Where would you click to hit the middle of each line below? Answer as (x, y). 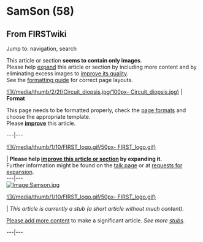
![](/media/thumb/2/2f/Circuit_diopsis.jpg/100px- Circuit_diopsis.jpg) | (94, 92)
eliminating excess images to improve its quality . (67, 74)
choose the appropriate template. (48, 117)
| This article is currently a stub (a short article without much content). (95, 209)
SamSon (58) (40, 11)
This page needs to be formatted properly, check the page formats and (96, 110)
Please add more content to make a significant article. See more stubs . (96, 221)
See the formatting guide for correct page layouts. (70, 80)
